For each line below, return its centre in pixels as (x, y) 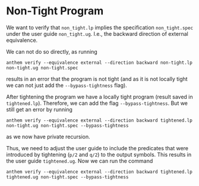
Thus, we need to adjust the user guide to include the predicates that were (97, 148)
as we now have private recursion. (48, 137)
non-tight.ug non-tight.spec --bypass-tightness (67, 125)
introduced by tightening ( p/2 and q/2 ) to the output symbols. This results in (99, 154)
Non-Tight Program (55, 11)
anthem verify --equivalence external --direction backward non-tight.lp (99, 63)
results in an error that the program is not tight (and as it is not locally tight (97, 79)
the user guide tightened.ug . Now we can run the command (80, 161)
